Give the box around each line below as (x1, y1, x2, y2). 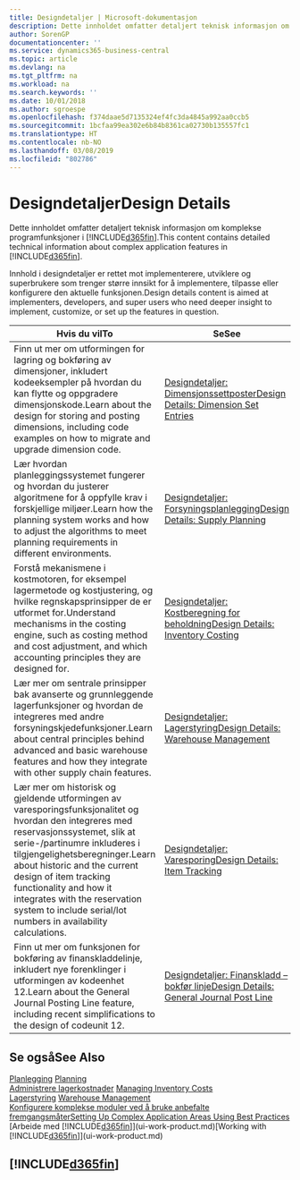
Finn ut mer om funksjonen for (13, 941, 141, 954)
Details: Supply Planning (163, 514, 266, 526)
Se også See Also (9, 1049, 105, 1065)
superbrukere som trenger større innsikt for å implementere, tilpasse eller (9, 278, 279, 289)
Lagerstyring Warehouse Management (9, 1092, 151, 1103)
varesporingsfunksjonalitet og (13, 803, 139, 816)
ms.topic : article (9, 55, 78, 64)
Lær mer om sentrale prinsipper (13, 677, 147, 690)
